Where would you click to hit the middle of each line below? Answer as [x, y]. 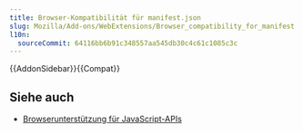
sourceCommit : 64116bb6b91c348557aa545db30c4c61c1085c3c [128, 43]
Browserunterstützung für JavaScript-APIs [102, 119]
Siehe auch [42, 97]
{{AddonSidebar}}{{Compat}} [65, 69]
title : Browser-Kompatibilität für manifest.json [106, 18]
